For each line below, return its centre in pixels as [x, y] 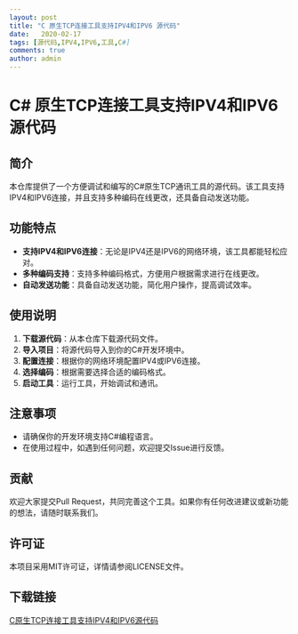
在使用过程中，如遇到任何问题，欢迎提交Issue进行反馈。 [125, 448]
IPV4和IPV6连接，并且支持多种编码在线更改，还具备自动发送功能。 [132, 197]
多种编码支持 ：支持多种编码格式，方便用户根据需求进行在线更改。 [143, 273]
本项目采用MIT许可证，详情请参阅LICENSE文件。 [99, 566]
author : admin [36, 59]
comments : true [37, 51]
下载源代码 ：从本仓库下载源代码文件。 [92, 338]
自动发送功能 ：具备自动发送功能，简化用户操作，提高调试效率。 [139, 285]
